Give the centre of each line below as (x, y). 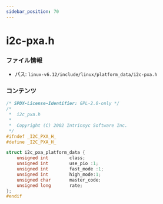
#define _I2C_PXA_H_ (31, 142)
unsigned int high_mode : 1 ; (59, 175)
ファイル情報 (24, 60)
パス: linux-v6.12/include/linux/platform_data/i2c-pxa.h (86, 74)
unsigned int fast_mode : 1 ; (60, 169)
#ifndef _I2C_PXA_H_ (31, 136)
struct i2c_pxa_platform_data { (46, 153)
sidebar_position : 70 (33, 11)
